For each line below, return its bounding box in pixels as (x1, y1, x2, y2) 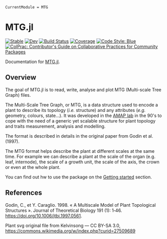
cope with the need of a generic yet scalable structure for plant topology (5, 117, 156, 124)
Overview (5, 73, 37, 82)
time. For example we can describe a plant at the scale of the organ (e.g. (5, 153, 156, 159)
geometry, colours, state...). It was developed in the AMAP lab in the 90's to (5, 112, 162, 118)
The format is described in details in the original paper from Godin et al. (5, 133, 153, 139)
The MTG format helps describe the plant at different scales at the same (5, 148, 155, 154)
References (5, 189, 42, 197)
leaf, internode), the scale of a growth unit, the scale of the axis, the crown (5, 159, 160, 165)
